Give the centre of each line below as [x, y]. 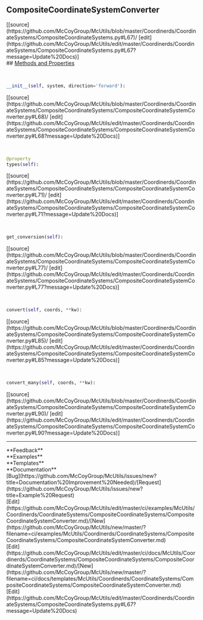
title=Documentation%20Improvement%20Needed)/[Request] [84, 482]
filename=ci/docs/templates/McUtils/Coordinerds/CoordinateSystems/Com [100, 579]
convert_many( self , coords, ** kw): [51, 383]
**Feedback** [25, 450]
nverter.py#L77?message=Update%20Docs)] [63, 287]
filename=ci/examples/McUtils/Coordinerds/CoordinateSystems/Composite [100, 534]
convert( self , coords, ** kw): [44, 310]
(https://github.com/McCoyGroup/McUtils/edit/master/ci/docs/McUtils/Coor [101, 553]
